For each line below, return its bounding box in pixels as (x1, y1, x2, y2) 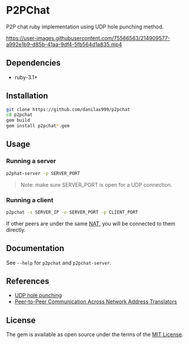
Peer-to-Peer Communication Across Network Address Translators (14, 298, 177, 305)
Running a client (6, 196, 54, 204)
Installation (6, 91, 48, 101)
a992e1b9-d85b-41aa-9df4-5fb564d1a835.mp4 (6, 41, 122, 48)
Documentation (6, 244, 65, 254)
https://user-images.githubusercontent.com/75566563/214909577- (6, 34, 171, 41)
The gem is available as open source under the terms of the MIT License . (6, 331, 184, 338)
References (6, 276, 49, 286)
